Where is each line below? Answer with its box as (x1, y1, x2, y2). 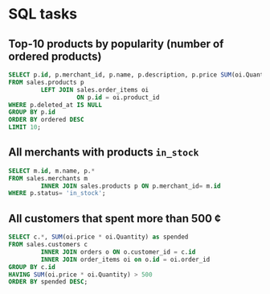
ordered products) (8, 49, 102, 63)
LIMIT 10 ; (8, 123, 42, 131)
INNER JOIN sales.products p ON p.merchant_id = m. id (40, 182, 221, 190)
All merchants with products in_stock (8, 146, 199, 159)
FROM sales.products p (8, 78, 84, 86)
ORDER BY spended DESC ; (8, 278, 88, 286)
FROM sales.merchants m (8, 174, 88, 182)
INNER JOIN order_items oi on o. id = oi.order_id (40, 255, 211, 263)
